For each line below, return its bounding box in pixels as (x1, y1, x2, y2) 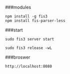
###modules (5, 4, 31, 10)
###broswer (5, 54, 31, 60)
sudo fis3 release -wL (5, 45, 52, 50)
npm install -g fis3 (5, 14, 48, 19)
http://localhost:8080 (5, 64, 52, 69)
